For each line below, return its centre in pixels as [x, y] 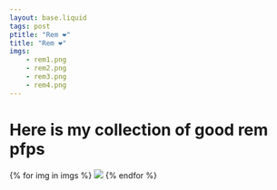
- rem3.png [46, 77]
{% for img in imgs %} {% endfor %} [83, 175]
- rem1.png [46, 60]
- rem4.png [46, 85]
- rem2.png [46, 69]
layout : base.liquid [49, 18]
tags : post [30, 26]
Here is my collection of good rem [139, 130]
